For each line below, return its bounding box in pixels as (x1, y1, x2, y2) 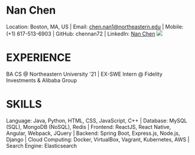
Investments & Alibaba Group (6, 76, 77, 83)
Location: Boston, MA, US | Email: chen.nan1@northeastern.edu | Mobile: (6, 23, 184, 30)
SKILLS (6, 98, 43, 111)
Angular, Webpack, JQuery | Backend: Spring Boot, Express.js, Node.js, (6, 130, 180, 137)
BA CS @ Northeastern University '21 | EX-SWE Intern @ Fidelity (6, 70, 162, 77)
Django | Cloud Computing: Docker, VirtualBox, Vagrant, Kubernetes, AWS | (6, 135, 190, 143)
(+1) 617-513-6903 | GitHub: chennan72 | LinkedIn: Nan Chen (6, 30, 155, 37)
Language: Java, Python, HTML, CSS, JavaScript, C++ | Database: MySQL (6, 117, 187, 124)
